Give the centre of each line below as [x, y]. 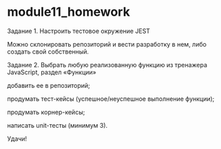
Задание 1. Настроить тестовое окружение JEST [78, 31]
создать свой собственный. [48, 51]
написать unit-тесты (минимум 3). [57, 125]
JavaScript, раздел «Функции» [52, 72]
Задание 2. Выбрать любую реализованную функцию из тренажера [107, 65]
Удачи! [17, 139]
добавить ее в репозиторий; [49, 85]
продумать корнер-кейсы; [46, 112]
